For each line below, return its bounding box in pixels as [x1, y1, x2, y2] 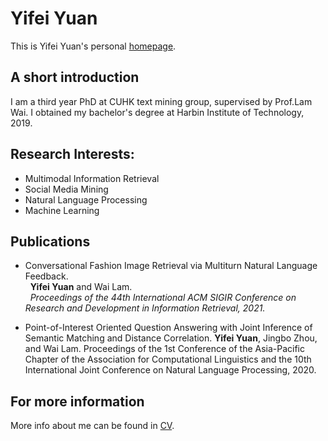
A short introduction [10, 69, 140, 86]
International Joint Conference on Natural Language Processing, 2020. [24, 364, 317, 376]
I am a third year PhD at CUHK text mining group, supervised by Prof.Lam [10, 95, 313, 107]
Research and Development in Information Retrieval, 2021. [24, 302, 266, 314]
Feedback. [24, 270, 69, 282]
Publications [10, 233, 91, 250]
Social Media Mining [24, 183, 109, 195]
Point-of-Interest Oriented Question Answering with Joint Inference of [24, 322, 313, 334]
